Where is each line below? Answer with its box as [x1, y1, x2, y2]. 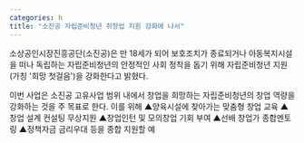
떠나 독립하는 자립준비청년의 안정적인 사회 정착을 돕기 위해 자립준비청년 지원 [18, 59, 289, 70]
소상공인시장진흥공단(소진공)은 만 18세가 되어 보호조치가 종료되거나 [9, 47, 247, 59]
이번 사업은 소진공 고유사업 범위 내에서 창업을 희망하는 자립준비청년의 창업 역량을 [9, 90, 296, 100]
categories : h [9, 13, 64, 23]
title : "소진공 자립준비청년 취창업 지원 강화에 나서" [9, 22, 185, 31]
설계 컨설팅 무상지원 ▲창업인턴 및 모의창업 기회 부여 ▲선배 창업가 [25, 112, 260, 123]
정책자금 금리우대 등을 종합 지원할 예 [26, 123, 156, 134]
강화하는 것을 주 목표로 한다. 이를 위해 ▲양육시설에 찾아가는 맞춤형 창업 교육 [9, 100, 279, 111]
